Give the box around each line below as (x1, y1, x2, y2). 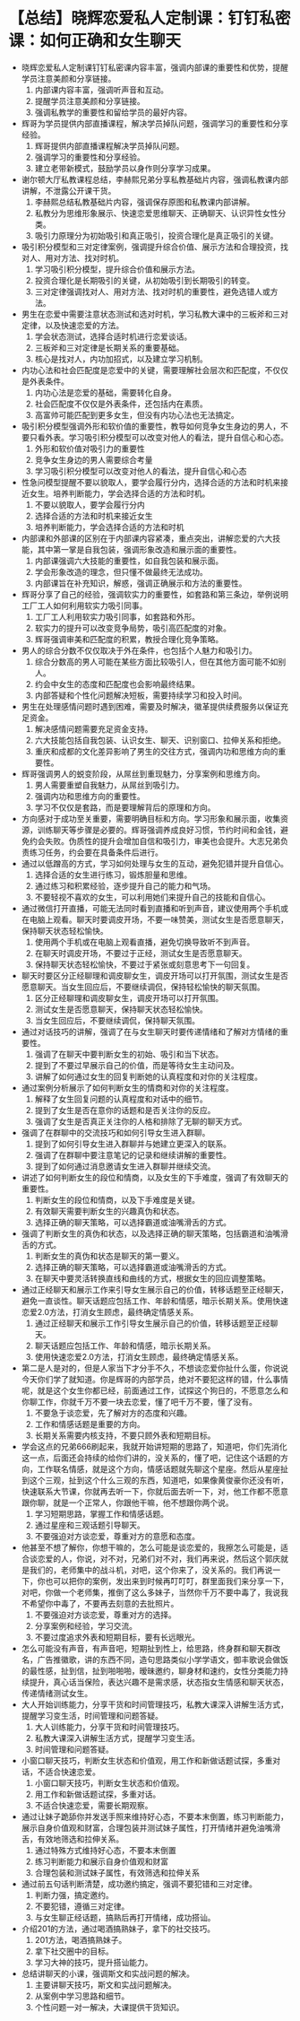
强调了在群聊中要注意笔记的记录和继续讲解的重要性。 (34, 1149, 232, 1160)
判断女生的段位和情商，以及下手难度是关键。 (34, 1194, 201, 1205)
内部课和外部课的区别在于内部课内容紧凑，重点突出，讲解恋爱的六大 (21, 533, 273, 544)
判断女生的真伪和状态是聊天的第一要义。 (34, 1250, 184, 1261)
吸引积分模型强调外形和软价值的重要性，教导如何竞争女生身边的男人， (21, 421, 281, 431)
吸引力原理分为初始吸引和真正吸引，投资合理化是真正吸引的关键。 (34, 230, 279, 240)
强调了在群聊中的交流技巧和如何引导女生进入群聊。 (21, 1127, 210, 1137)
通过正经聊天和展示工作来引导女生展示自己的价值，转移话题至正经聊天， (21, 1284, 288, 1294)
